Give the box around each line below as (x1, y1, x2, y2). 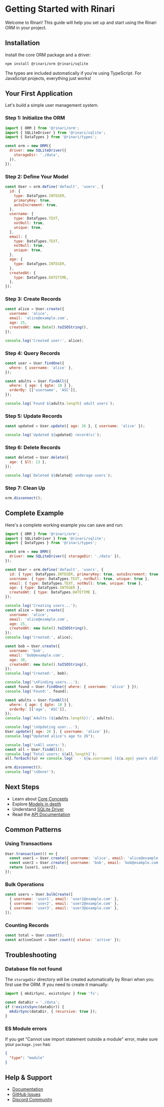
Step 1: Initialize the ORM (5, 115, 65, 121)
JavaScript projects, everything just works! (5, 75, 91, 81)
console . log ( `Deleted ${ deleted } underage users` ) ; (5, 473, 112, 478)
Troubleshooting (5, 951, 57, 959)
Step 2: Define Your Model (5, 173, 69, 180)
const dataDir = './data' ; (5, 1000, 60, 1005)
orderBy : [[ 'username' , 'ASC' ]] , (9, 388, 78, 393)
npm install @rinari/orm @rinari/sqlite (5, 61, 89, 66)
